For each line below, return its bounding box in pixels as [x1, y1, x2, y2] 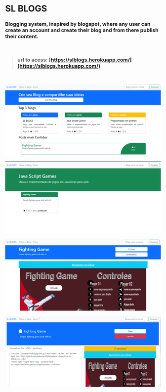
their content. [5, 33, 39, 40]
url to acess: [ [17, 56, 51, 63]
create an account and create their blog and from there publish [5, 27, 159, 34]
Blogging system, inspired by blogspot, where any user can [5, 21, 151, 28]
